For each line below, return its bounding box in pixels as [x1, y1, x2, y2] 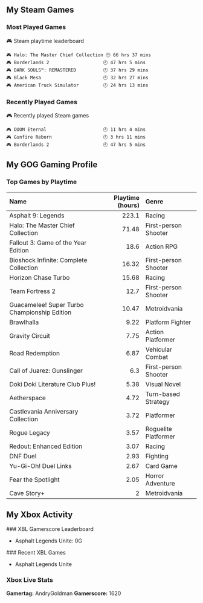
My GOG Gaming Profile [6, 160, 98, 170]
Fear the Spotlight [9, 475, 60, 484]
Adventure [145, 479, 175, 487]
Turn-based [145, 390, 180, 398]
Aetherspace [9, 394, 47, 402]
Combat [145, 352, 168, 361]
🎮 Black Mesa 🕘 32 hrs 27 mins [6, 74, 149, 81]
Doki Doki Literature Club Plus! [9, 380, 96, 388]
